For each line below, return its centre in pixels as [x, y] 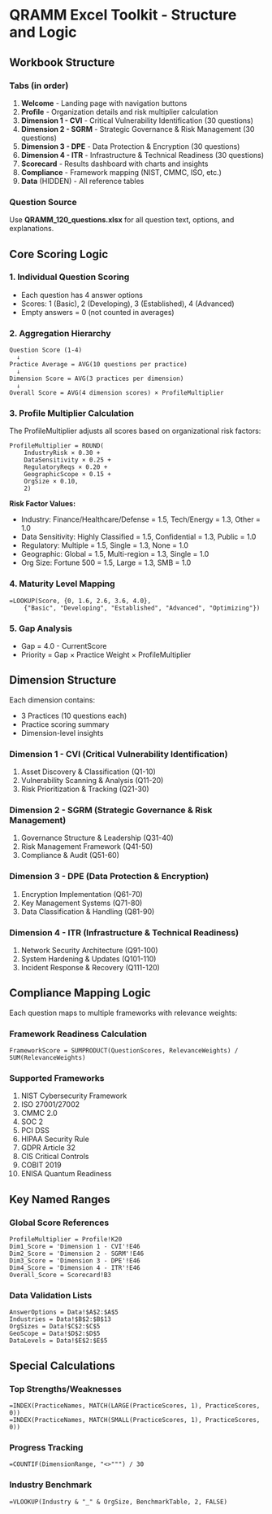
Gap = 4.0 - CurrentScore [64, 646]
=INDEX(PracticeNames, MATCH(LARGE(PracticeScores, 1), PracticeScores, [135, 1406]
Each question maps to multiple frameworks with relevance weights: [123, 1013]
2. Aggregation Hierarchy [60, 333]
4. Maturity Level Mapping [63, 584]
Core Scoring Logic [59, 254]
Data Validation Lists [51, 1296]
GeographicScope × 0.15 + [68, 475]
